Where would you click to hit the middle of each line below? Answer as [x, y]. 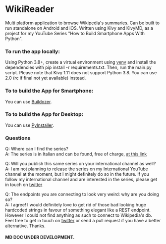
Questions [18, 138]
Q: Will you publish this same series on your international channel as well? [81, 164]
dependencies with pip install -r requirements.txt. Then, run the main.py [79, 67]
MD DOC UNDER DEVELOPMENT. [40, 237]
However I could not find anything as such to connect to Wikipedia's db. [79, 215]
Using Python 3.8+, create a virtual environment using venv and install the [81, 62]
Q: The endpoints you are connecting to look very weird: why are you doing [82, 195]
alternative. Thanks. [25, 226]
